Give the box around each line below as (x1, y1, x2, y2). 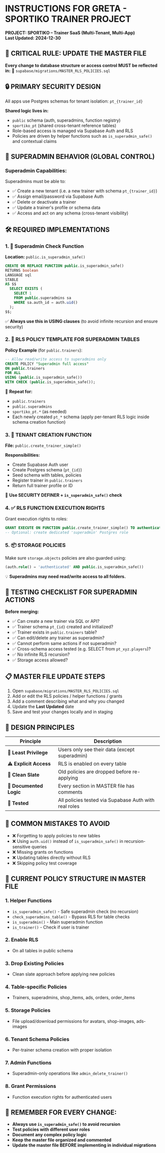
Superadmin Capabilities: (5, 167, 67, 174)
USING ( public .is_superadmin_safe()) (5, 375, 82, 380)
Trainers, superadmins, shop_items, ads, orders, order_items (12, 995, 135, 1001)
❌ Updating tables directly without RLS (12, 854, 91, 861)
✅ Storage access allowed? (12, 657, 68, 663)
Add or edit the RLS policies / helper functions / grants (12, 693, 123, 699)
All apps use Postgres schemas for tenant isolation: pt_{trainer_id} (5, 98, 143, 104)
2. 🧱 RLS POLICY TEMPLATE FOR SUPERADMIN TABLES (5, 336, 140, 343)
